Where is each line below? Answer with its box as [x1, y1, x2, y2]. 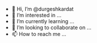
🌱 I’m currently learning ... [11, 18, 75, 24]
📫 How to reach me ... [11, 31, 66, 37]
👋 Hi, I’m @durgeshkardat [11, 6, 74, 12]
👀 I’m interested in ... [11, 12, 62, 19]
